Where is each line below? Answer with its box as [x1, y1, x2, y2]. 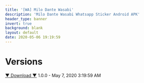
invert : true [5, 21, 32, 26]
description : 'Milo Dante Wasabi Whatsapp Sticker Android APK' [5, 12, 140, 17]
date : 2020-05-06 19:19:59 [5, 35, 61, 40]
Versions [5, 56, 43, 67]
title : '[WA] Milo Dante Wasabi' [5, 7, 74, 12]
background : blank [5, 26, 43, 31]
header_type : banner [5, 16, 48, 21]
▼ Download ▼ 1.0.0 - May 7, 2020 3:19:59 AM [5, 72, 101, 78]
